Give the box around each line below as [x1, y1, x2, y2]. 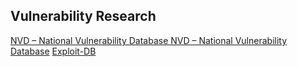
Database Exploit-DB [10, 45, 97, 57]
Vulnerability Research [10, 8, 157, 25]
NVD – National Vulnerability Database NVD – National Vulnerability [10, 34, 288, 46]
